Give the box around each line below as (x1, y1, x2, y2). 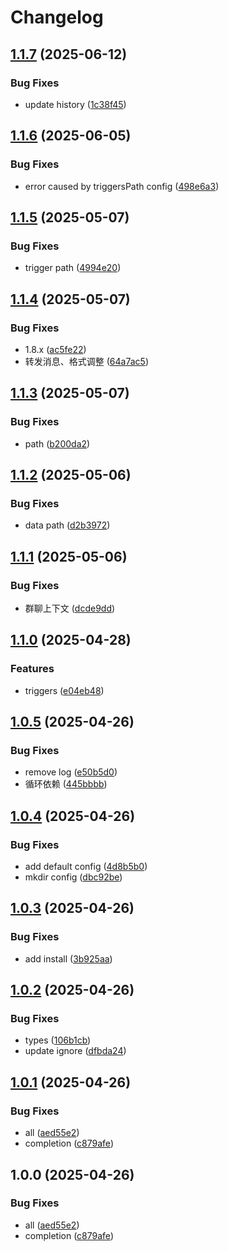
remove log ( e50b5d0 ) (24, 766, 118, 778)
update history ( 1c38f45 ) (24, 98, 127, 110)
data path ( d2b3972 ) (24, 519, 111, 531)
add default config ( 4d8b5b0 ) (24, 861, 148, 873)
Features (10, 662, 55, 676)
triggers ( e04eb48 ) (24, 684, 105, 696)
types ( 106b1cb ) (24, 1034, 92, 1046)
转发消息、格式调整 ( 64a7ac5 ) (24, 355, 149, 367)
